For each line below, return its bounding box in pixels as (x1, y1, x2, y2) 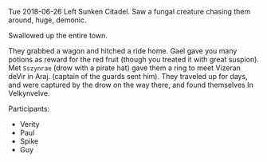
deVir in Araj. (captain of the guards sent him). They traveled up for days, (8, 72, 249, 81)
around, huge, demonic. (8, 15, 87, 25)
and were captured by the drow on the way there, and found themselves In (8, 80, 253, 89)
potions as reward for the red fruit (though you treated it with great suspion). (8, 55, 259, 64)
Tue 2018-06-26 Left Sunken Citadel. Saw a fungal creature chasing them (8, 7, 251, 16)
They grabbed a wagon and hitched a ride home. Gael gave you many (8, 46, 238, 55)
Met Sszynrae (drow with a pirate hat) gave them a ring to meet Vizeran (8, 63, 241, 73)
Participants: (8, 104, 50, 113)
